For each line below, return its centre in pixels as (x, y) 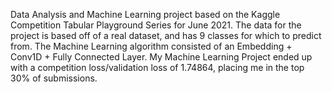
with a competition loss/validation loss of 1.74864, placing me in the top (157, 67)
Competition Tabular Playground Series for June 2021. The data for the (156, 25)
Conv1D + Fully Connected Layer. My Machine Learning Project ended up (161, 57)
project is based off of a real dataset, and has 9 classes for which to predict (166, 35)
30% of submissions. (54, 78)
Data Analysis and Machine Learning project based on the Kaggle (145, 14)
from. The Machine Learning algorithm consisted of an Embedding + (151, 46)
